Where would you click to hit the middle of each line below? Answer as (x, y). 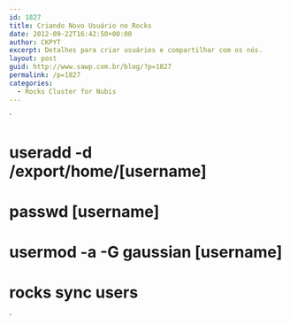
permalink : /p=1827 (45, 75)
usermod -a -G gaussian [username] (146, 252)
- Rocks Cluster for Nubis (67, 91)
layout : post (33, 58)
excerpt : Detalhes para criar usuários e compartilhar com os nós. (136, 50)
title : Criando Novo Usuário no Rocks (80, 26)
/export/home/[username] (108, 171)
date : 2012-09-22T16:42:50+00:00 (71, 34)
